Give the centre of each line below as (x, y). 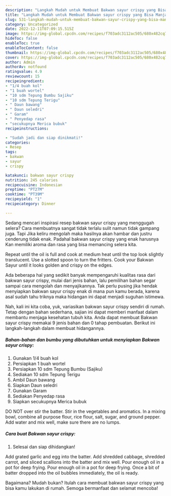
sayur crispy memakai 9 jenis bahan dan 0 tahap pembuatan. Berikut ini (80, 323)
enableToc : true (22, 43)
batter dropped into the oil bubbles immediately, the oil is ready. (72, 473)
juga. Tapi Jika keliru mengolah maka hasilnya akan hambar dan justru (79, 233)
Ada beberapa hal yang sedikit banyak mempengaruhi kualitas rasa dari (80, 275)
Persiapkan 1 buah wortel (39, 363)
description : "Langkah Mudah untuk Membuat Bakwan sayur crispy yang (81, 10)
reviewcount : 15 (22, 76)
